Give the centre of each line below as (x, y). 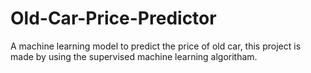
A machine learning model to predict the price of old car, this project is (156, 46)
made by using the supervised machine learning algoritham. (134, 56)
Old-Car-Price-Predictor (113, 18)
